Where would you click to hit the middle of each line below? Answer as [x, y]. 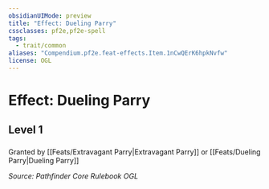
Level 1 [26, 130]
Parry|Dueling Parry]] [44, 161]
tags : [17, 38]
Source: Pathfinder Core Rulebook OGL [73, 176]
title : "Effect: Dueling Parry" [62, 23]
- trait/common [41, 46]
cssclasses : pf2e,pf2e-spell [57, 31]
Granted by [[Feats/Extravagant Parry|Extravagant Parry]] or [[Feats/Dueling [134, 152]
